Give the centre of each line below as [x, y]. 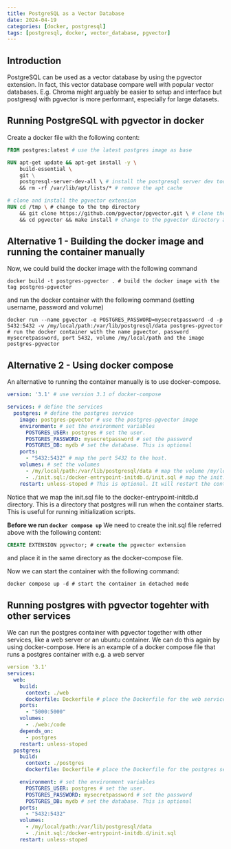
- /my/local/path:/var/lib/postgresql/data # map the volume [115, 471]
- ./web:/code [46, 725]
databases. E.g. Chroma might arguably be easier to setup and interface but [114, 92]
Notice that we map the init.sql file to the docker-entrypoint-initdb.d [103, 497]
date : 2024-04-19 [32, 20]
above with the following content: [54, 532]
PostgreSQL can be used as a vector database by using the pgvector [105, 77]
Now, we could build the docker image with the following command [102, 269]
